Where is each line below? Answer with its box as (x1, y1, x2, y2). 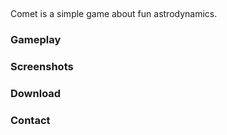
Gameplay (10, 33, 62, 47)
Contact (10, 114, 51, 128)
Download (10, 87, 62, 101)
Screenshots (10, 60, 74, 74)
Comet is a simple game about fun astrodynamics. (10, 8, 218, 20)
